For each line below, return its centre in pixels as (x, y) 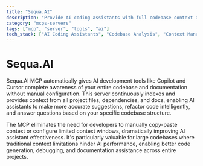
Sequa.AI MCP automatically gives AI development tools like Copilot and (96, 81)
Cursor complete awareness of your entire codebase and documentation (97, 88)
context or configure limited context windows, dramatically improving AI (96, 131)
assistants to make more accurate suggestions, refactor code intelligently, (98, 107)
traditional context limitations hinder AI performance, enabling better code (98, 144)
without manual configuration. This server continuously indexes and (91, 94)
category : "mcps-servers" (39, 23)
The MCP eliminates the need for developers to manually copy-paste (92, 125)
